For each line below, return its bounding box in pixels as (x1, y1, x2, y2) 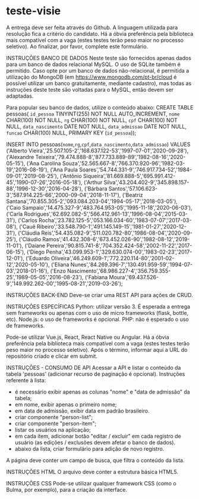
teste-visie (6, 4, 61, 18)
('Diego (26, 248, 45, 255)
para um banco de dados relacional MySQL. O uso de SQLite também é (6, 61, 181, 68)
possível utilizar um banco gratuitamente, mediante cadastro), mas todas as (6, 79, 192, 87)
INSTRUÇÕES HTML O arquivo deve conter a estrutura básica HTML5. (6, 468, 178, 475)
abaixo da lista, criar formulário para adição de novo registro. (14, 445, 165, 452)
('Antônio (59, 172, 82, 179)
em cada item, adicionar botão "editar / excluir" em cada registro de (14, 432, 181, 439)
